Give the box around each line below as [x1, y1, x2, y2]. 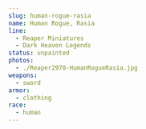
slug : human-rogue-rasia [8, 11, 91, 20]
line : [8, 26, 26, 34]
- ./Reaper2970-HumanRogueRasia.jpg [15, 64, 138, 72]
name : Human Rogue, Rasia [8, 19, 95, 27]
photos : [8, 57, 34, 65]
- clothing [15, 94, 52, 102]
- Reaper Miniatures [15, 34, 84, 42]
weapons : [8, 71, 38, 79]
